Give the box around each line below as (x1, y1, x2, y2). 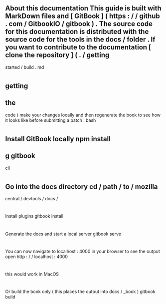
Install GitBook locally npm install (5, 134, 111, 143)
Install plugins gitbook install (5, 213, 64, 219)
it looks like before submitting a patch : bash (5, 117, 96, 123)
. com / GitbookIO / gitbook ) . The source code (5, 19, 153, 28)
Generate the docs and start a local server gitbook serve (5, 231, 121, 237)
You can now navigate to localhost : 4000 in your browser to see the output (5, 248, 161, 254)
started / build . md (5, 64, 44, 70)
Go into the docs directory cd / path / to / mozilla (5, 182, 158, 191)
